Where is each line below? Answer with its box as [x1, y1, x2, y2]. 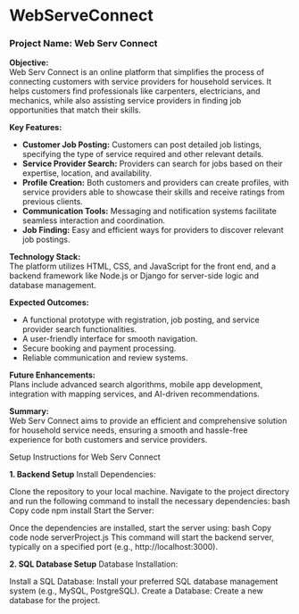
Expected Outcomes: [9, 297, 89, 308]
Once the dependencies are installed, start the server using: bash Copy [9, 523, 272, 534]
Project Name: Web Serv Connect [9, 37, 158, 50]
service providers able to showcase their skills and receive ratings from [21, 187, 286, 197]
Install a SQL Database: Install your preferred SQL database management [9, 577, 278, 587]
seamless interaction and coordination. [21, 215, 166, 226]
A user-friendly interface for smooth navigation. [21, 334, 198, 344]
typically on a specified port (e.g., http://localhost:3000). [9, 542, 219, 552]
